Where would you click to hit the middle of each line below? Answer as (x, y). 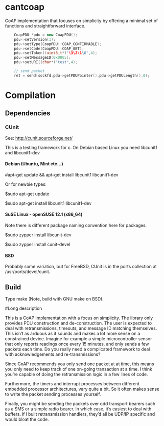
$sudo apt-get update (27, 194)
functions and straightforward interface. (45, 25)
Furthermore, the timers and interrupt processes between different (72, 384)
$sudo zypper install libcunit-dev (38, 235)
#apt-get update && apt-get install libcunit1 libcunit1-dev (62, 175)
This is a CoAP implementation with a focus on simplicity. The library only (79, 318)
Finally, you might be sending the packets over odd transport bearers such (80, 404)
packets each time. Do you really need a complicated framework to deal (78, 349)
